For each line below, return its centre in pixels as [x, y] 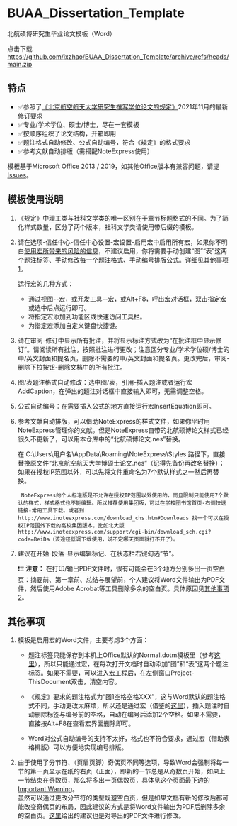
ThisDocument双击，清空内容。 [74, 682]
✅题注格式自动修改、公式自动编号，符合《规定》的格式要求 [104, 142]
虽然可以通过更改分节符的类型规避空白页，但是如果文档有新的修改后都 [120, 798]
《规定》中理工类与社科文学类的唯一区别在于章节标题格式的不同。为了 [120, 218]
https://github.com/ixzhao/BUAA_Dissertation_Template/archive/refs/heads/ [118, 56]
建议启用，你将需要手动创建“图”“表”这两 [169, 250]
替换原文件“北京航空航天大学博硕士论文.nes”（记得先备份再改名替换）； [121, 463]
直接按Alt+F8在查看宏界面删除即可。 [81, 723]
